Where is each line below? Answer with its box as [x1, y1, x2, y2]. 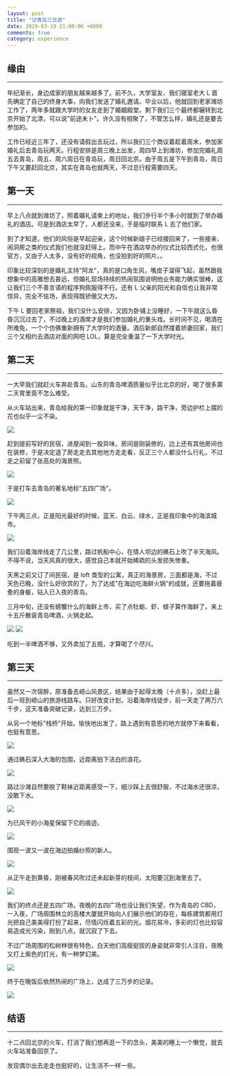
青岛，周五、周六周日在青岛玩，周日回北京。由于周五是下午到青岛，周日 [18, 154, 223, 163]
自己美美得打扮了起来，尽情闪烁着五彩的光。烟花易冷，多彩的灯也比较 [18, 918, 217, 926]
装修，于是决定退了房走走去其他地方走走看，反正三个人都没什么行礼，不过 [12, 447, 223, 456]
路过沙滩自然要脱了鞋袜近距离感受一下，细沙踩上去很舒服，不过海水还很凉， [7, 783, 223, 791]
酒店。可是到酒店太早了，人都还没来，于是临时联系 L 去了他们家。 [18, 220, 206, 228]
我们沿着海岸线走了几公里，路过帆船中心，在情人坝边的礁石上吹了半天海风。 [7, 547, 223, 556]
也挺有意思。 [7, 728, 43, 736]
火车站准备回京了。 [7, 1047, 62, 1055]
